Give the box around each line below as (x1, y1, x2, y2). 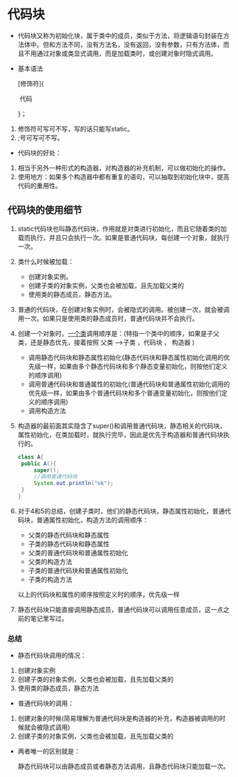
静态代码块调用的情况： (17, 651, 87, 660)
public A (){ (21, 460, 57, 467)
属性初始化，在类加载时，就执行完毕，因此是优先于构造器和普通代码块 (17, 430, 224, 439)
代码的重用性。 (17, 181, 62, 190)
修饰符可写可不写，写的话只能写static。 (17, 124, 134, 133)
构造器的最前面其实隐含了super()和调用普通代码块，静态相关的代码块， (17, 421, 226, 430)
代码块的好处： (17, 148, 62, 157)
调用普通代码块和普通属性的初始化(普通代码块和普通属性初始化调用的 (28, 379, 230, 388)
